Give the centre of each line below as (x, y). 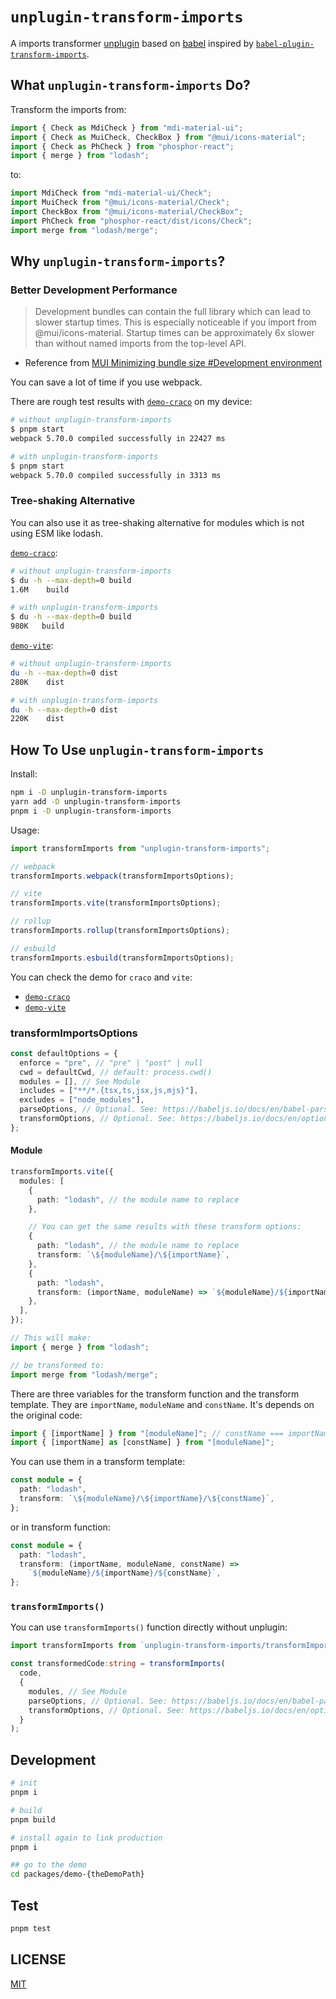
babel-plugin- (285, 44)
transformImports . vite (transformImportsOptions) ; (116, 903)
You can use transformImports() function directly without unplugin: (149, 1627)
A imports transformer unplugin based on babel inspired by (132, 43)
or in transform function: (60, 1527)
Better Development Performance (94, 290)
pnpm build (33, 1819)
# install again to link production (86, 1838)
